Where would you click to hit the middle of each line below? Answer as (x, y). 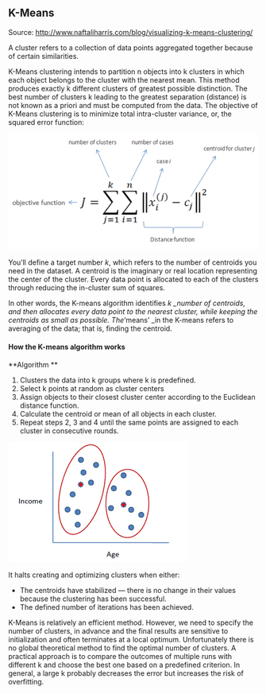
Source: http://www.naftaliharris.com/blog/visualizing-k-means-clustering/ (131, 32)
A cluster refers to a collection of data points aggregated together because (131, 48)
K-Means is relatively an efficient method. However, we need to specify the (131, 622)
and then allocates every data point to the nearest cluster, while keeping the (133, 312)
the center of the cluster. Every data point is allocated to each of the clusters (134, 279)
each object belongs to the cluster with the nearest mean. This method (124, 79)
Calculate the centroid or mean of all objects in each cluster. (118, 413)
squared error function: (46, 122)
